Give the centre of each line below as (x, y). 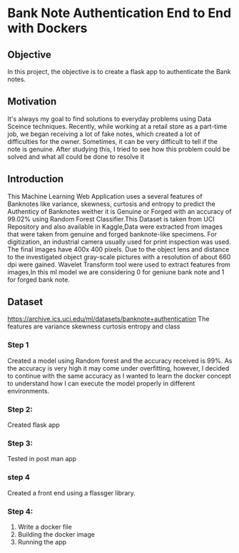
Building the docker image (56, 534)
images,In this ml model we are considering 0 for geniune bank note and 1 (116, 272)
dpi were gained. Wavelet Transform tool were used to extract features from (119, 264)
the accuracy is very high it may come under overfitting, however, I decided (118, 368)
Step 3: (20, 443)
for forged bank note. (39, 279)
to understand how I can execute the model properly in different (101, 383)
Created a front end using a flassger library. (71, 492)
